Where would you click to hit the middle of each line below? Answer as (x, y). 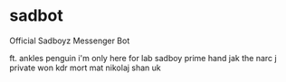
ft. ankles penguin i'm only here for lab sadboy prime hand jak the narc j (143, 58)
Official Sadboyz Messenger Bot (70, 41)
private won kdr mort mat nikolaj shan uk (85, 68)
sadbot (36, 16)
